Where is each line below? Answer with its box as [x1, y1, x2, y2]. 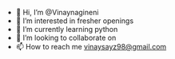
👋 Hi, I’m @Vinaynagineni [15, 8, 99, 17]
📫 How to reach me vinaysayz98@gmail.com [15, 42, 167, 51]
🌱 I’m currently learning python [15, 25, 118, 33]
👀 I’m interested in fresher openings [15, 16, 134, 26]
